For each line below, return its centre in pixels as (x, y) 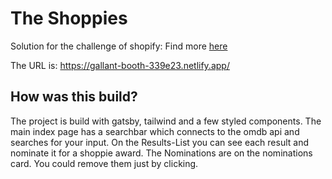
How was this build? (74, 97)
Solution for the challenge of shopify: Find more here (119, 46)
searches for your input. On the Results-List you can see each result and (159, 142)
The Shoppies (69, 18)
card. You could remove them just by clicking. (104, 163)
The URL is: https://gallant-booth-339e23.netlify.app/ (120, 65)
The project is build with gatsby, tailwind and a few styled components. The (166, 121)
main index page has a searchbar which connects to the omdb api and (155, 131)
